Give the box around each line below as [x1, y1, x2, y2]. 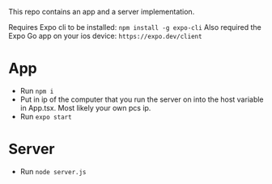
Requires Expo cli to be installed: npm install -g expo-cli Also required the [8, 23, 261, 31]
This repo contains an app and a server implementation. [8, 7, 195, 16]
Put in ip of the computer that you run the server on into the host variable [19, 94, 265, 104]
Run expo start [19, 111, 72, 121]
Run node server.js [19, 166, 87, 176]
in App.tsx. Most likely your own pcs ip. [19, 102, 151, 112]
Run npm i [19, 86, 54, 95]
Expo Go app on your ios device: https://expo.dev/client [8, 31, 202, 40]
